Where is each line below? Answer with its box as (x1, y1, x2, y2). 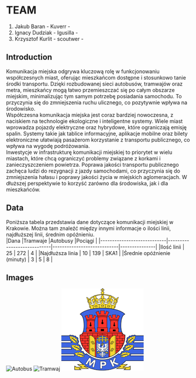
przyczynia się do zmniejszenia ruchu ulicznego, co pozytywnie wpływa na (6, 99, 188, 106)
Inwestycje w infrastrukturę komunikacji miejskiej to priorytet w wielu (6, 149, 173, 156)
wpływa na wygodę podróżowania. (6, 142, 90, 149)
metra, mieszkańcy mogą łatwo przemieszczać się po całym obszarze (6, 86, 175, 94)
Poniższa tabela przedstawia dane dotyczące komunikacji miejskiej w (6, 218, 174, 225)
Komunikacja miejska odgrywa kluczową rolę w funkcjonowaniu (6, 68, 160, 75)
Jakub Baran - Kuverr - (14, 23, 70, 30)
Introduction (6, 52, 53, 62)
